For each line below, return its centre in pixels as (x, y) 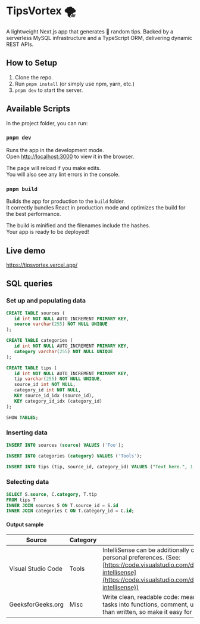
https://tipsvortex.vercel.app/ (42, 265)
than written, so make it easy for (147, 612)
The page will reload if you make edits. (54, 168)
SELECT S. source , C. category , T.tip (51, 494)
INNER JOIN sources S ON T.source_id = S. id (62, 505)
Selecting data (28, 482)
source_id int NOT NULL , (45, 385)
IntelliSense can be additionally (146, 550)
